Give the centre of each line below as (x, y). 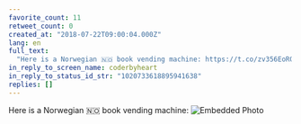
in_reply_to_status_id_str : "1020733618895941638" (105, 76)
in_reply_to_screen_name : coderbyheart (83, 68)
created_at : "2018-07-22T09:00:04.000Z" (85, 34)
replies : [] (31, 84)
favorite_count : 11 (45, 18)
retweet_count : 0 (41, 26)
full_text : (29, 51)
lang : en (25, 43)
